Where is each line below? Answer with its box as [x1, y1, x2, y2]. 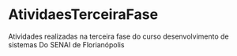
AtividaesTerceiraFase [8, 6, 159, 24]
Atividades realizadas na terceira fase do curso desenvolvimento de [8, 32, 229, 41]
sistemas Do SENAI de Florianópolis [8, 39, 125, 49]
